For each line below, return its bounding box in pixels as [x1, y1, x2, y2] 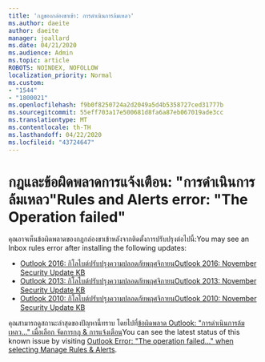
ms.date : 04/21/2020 [8, 42, 78, 50]
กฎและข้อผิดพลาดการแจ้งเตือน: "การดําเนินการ [8, 173, 255, 191]
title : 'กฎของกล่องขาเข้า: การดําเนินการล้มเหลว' [8, 11, 135, 20]
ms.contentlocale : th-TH [8, 123, 91, 131]
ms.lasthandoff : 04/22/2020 [8, 131, 102, 139]
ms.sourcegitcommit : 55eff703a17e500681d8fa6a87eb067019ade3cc [8, 109, 224, 117]
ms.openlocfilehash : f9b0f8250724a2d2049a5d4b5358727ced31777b [8, 101, 224, 109]
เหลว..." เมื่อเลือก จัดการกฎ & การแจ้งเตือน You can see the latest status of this [8, 328, 240, 337]
